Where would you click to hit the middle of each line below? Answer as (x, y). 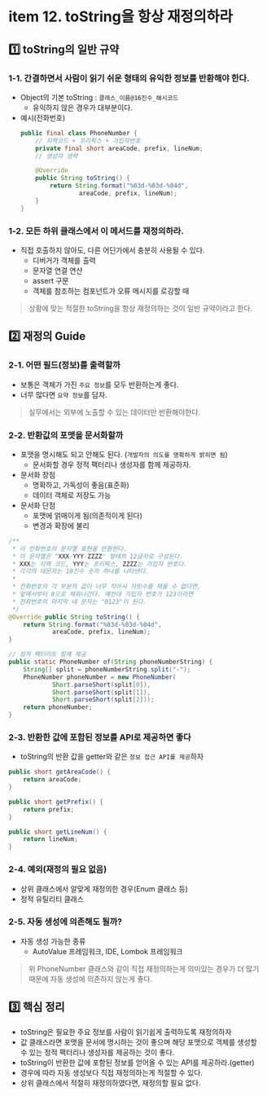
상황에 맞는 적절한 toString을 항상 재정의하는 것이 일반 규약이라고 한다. (140, 308)
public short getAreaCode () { (60, 772)
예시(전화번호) (43, 117)
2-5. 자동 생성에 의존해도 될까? (65, 922)
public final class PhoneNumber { (79, 133)
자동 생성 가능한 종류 (53, 941)
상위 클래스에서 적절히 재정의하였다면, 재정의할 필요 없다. (110, 1083)
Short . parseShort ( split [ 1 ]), (101, 692)
